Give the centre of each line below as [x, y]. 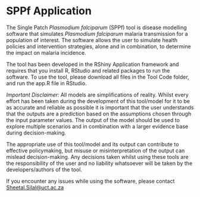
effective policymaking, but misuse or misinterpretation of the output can [96, 151]
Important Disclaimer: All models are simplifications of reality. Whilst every [97, 95]
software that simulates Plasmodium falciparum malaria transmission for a [97, 33]
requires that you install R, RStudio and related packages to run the [88, 70]
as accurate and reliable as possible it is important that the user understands [100, 107]
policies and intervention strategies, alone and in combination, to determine [99, 46]
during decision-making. [36, 133]
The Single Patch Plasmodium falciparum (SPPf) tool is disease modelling [97, 27]
